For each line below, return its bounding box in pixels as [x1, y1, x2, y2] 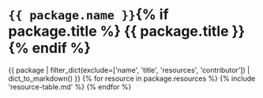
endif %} [32, 40, 91, 57]
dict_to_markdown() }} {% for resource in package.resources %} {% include [8, 73, 256, 83]
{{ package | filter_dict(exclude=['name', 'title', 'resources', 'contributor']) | [8, 65, 250, 74]
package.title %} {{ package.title [8, 22, 229, 40]
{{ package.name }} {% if [8, 6, 169, 24]
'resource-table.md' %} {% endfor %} [8, 81, 132, 92]
